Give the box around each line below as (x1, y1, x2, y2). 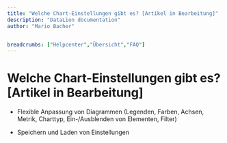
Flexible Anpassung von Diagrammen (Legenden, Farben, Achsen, (16, 107, 204, 116)
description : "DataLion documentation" (7, 16, 121, 23)
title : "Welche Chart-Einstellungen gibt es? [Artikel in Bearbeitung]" (7, 10, 219, 17)
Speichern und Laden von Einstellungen (16, 128, 130, 137)
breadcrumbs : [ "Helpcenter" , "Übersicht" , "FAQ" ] (7, 41, 146, 48)
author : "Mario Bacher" (7, 23, 75, 29)
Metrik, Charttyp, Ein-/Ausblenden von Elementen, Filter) (16, 115, 178, 123)
